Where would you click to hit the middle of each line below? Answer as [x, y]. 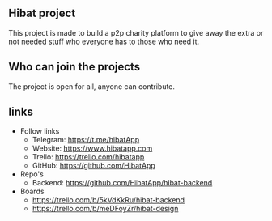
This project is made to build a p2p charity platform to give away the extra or [136, 32]
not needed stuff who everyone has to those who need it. [104, 41]
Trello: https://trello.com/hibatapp [88, 157]
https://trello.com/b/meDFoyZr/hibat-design [105, 209]
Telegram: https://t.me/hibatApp [86, 140]
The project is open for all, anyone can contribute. [92, 86]
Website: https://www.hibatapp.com [92, 148]
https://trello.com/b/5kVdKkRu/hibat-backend [108, 200]
